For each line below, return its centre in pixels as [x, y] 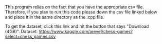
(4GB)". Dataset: [21, 31]
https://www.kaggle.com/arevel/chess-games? [86, 31]
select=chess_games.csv [30, 36]
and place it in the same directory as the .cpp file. [55, 17]
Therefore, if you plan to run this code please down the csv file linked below [81, 12]
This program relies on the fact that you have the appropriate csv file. [74, 7]
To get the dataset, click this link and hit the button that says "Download [77, 26]
